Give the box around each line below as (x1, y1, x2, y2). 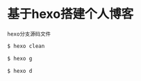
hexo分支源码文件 (7, 30, 51, 38)
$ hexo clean (7, 43, 45, 49)
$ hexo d (7, 67, 33, 74)
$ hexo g (7, 55, 33, 62)
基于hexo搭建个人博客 (7, 6, 134, 22)
